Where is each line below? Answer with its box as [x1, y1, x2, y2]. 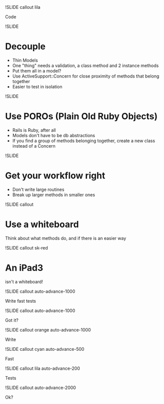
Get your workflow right [5, 170, 106, 181]
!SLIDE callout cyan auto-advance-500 [5, 346, 85, 352]
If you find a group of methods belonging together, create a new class [12, 138, 155, 144]
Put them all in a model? [12, 68, 61, 74]
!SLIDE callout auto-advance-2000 [5, 385, 76, 391]
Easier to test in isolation [12, 83, 63, 89]
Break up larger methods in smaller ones [12, 191, 95, 198]
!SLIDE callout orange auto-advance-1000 [5, 326, 91, 332]
